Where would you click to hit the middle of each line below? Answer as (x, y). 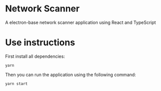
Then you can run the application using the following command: (71, 75)
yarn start (16, 84)
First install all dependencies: (35, 56)
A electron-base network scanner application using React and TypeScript (80, 22)
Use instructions (40, 43)
